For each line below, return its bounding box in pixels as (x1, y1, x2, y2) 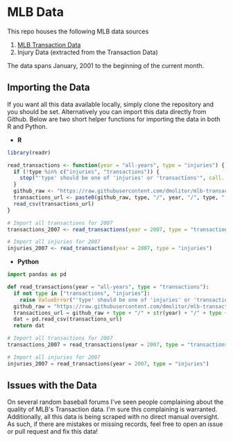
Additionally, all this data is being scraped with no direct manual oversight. (7, 413, 220, 421)
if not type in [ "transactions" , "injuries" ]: (13, 290, 150, 297)
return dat (13, 322, 45, 329)
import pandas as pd (7, 271, 67, 278)
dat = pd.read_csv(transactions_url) (13, 316, 123, 323)
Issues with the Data (7, 379, 97, 391)
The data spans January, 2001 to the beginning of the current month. (7, 61, 205, 69)
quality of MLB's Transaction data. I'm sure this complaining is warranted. (7, 405, 218, 414)
